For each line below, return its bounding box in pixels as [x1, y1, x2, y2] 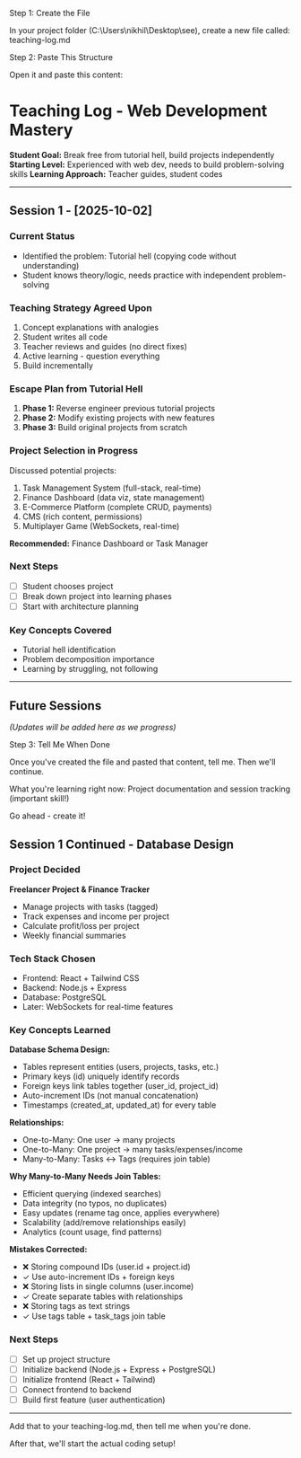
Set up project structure [21, 1354, 110, 1365]
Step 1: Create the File [9, 8, 90, 18]
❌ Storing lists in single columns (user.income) [21, 1281, 194, 1292]
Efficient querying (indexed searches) [21, 1188, 162, 1199]
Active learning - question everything [21, 350, 160, 361]
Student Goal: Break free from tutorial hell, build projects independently [9, 149, 275, 160]
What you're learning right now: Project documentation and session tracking [9, 783, 291, 794]
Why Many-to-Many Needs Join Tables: [9, 1171, 161, 1182]
